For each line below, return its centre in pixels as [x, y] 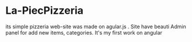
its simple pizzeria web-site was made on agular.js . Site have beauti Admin [96, 26]
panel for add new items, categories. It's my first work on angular [84, 32]
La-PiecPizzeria [45, 11]
